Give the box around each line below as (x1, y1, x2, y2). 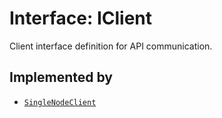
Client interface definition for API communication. (9, 40, 213, 52)
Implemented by (9, 69, 113, 86)
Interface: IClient (9, 7, 153, 30)
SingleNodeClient (23, 97, 97, 107)
